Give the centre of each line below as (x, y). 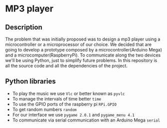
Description (24, 27)
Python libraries (31, 81)
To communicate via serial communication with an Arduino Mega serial (86, 120)
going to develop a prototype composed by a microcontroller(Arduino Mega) (84, 50)
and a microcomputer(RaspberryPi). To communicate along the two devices (83, 55)
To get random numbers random (45, 109)
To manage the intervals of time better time (57, 98)
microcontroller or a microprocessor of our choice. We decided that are (79, 44)
